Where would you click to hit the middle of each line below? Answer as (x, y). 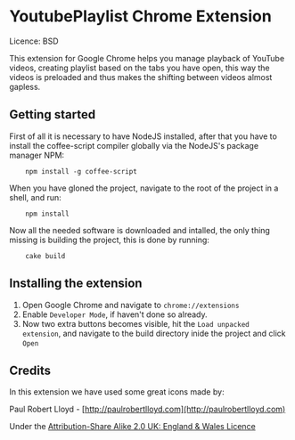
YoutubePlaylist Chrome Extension (140, 16)
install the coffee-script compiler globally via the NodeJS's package (134, 145)
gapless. (25, 86)
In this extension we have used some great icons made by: (117, 392)
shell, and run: (36, 197)
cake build (45, 256)
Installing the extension (76, 284)
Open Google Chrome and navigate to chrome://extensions (131, 305)
